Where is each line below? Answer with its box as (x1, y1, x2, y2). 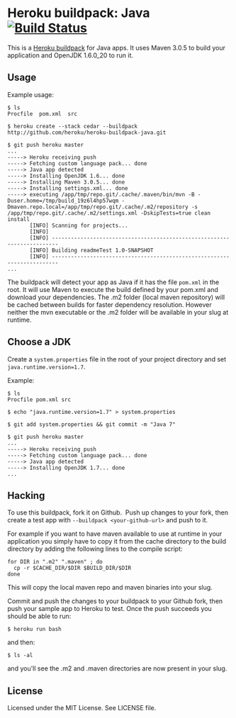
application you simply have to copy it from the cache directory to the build (7, 537, 227, 546)
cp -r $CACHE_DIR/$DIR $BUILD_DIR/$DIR (13, 565, 132, 572)
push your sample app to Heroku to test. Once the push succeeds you (7, 605, 213, 613)
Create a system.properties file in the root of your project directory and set (7, 354, 227, 363)
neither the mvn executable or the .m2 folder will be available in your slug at (7, 308, 229, 316)
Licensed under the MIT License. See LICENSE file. (7, 704, 157, 712)
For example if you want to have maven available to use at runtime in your (7, 529, 223, 538)
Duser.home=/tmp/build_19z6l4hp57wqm (7, 197, 119, 204)
